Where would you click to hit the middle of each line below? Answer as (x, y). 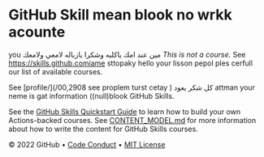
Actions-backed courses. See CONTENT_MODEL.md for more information (132, 120)
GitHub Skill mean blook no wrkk (121, 15)
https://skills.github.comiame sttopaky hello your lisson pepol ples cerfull (131, 63)
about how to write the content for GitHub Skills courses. (104, 129)
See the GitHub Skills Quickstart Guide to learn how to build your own (125, 112)
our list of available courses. (56, 71)
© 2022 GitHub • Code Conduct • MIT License (87, 144)
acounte (37, 32)
